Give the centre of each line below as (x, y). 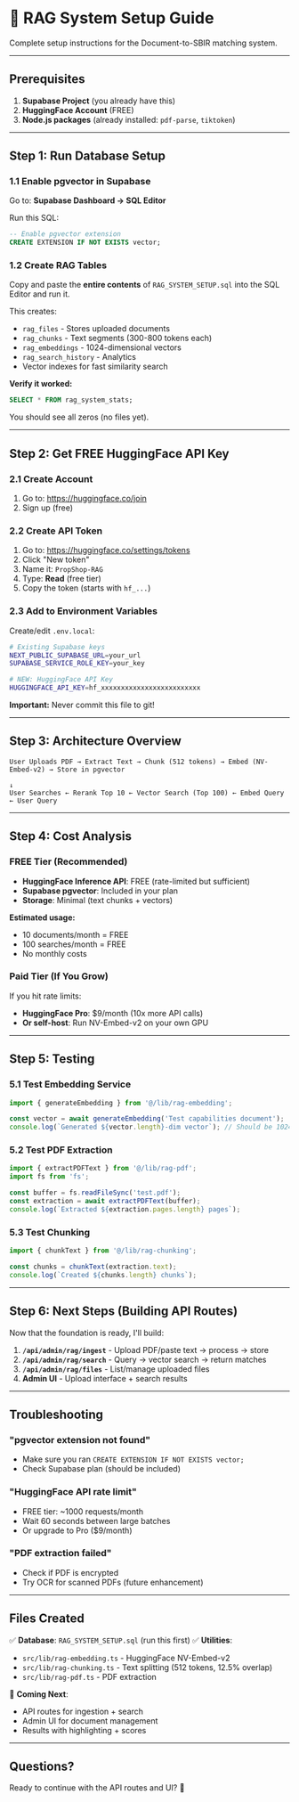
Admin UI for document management (90, 1720)
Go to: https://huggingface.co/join (84, 499)
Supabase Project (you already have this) (99, 101)
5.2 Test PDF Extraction (61, 1150)
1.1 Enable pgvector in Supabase (80, 182)
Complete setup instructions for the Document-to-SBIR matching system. (143, 43)
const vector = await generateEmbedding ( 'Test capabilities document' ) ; (147, 1119)
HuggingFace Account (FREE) (78, 110)
